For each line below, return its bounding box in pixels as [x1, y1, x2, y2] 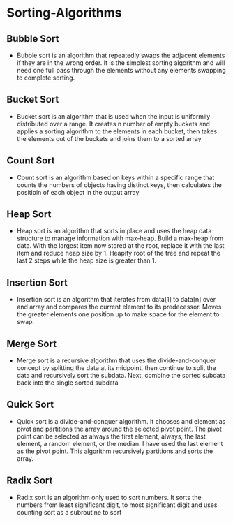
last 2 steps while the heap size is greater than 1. [16, 256, 157, 265]
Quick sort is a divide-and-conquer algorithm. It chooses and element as [16, 417, 226, 425]
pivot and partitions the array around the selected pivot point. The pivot [16, 425, 223, 433]
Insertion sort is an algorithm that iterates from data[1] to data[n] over [16, 295, 216, 304]
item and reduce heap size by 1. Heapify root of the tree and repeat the [16, 249, 221, 258]
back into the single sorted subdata [16, 378, 119, 387]
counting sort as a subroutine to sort [16, 508, 122, 516]
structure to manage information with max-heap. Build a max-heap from [16, 234, 224, 242]
